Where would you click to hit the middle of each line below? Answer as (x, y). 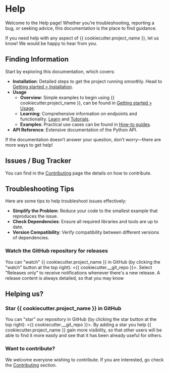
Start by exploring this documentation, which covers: (60, 71)
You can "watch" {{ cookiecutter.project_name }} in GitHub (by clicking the (83, 262)
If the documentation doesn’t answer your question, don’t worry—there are (83, 139)
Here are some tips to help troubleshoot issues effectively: (66, 201)
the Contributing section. (31, 365)
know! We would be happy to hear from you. (51, 43)
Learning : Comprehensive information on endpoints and (78, 113)
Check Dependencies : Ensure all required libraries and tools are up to (85, 222)
